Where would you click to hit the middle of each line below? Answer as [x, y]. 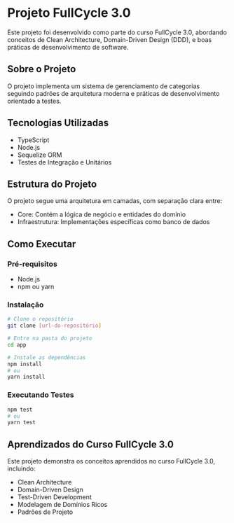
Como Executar [42, 244]
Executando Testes [41, 395]
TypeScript [33, 140]
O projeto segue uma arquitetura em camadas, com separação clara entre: [115, 201]
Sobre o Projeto [42, 69]
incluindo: [21, 469]
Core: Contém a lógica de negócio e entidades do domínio [102, 214]
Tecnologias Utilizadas [58, 123]
